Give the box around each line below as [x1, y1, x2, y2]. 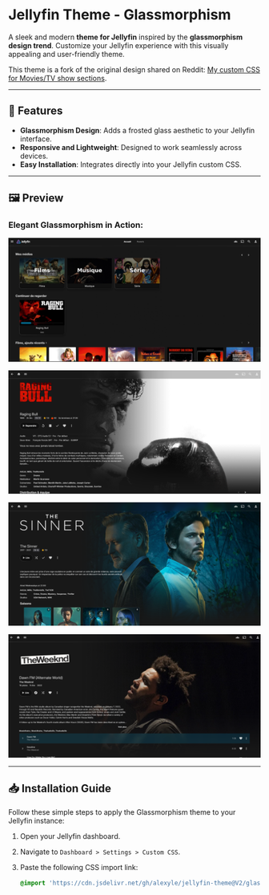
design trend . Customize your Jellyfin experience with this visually [8, 40, 229, 50]
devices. [19, 151, 49, 161]
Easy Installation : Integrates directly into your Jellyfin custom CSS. [19, 159, 242, 169]
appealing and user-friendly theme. [8, 49, 126, 59]
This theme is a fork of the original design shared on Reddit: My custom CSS [8, 64, 260, 74]
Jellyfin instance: [8, 816, 65, 825]
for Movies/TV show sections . [8, 73, 107, 83]
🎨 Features [8, 104, 63, 118]
